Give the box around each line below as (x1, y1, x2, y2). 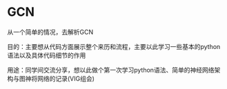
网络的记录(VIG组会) (37, 74, 95, 83)
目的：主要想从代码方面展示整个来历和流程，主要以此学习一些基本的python (7, 42, 221, 50)
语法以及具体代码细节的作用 (7, 51, 86, 59)
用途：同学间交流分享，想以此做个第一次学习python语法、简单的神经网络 (7, 66, 215, 74)
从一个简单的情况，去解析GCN (7, 28, 94, 36)
